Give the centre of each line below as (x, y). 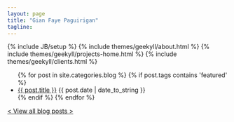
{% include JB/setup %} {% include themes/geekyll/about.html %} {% (109, 47)
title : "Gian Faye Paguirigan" (53, 20)
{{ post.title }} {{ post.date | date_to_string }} (81, 90)
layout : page (26, 14)
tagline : (20, 27)
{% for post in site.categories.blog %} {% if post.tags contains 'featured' (122, 75)
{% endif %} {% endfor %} (56, 97)
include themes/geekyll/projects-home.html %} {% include (92, 54)
